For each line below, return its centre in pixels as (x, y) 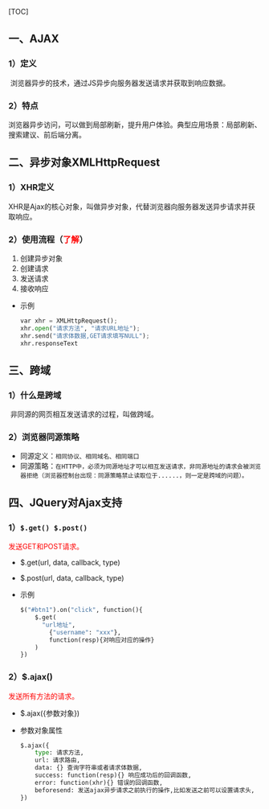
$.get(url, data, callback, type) (70, 563)
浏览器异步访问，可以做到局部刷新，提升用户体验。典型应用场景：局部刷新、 (135, 125)
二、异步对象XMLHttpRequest (84, 163)
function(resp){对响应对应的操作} (102, 640)
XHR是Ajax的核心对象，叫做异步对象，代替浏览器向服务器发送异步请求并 (128, 206)
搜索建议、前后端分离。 (47, 134)
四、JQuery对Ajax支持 (65, 502)
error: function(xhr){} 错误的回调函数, (99, 782)
